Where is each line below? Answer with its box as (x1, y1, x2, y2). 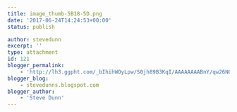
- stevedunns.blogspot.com (20, 81, 99, 88)
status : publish (7, 23, 55, 30)
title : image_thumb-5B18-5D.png (7, 10, 102, 17)
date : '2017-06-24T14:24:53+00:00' (7, 17, 112, 24)
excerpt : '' (7, 43, 42, 50)
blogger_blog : (7, 75, 49, 82)
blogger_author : (7, 88, 55, 95)
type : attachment (7, 49, 59, 56)
